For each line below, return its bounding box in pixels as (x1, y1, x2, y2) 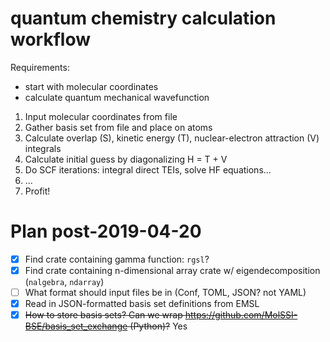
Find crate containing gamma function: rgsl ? (24, 253, 210, 265)
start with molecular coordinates (24, 80, 159, 92)
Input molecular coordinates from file (24, 110, 178, 122)
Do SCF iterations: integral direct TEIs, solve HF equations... (24, 163, 272, 176)
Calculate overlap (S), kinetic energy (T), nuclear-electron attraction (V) (24, 132, 320, 144)
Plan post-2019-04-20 (10, 220, 202, 243)
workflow (10, 28, 91, 51)
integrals (24, 142, 62, 154)
